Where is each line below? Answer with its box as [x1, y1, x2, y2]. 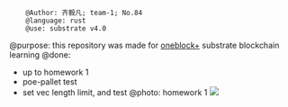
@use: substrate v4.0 [25, 24, 106, 33]
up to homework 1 [22, 67, 89, 77]
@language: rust [25, 16, 87, 25]
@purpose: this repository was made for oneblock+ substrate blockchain [9, 40, 280, 50]
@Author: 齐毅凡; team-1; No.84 [25, 8, 143, 17]
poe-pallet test [22, 76, 77, 87]
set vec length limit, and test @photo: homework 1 [22, 87, 208, 97]
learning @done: [9, 49, 71, 60]
